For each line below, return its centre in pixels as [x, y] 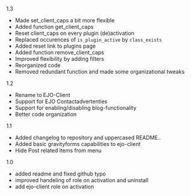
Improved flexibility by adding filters [59, 59]
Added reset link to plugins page [55, 46]
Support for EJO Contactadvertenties [61, 101]
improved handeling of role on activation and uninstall [82, 180]
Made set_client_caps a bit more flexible [65, 20]
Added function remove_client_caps [59, 52]
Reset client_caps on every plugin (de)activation [74, 33]
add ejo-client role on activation [55, 187]
